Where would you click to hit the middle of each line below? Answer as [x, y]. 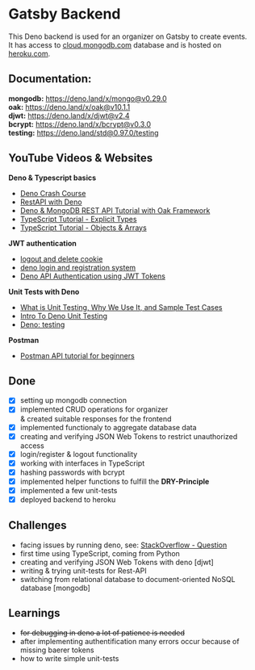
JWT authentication [42, 243]
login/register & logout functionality [79, 454]
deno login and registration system [78, 267]
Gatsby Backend [65, 14]
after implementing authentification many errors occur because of [130, 641]
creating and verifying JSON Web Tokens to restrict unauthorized [129, 436]
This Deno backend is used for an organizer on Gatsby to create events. [128, 36]
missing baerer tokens [57, 650]
